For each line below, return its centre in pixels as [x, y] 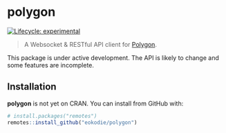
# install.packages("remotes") [52, 116]
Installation [32, 87]
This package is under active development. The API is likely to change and [113, 58]
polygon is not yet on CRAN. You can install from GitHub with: [95, 103]
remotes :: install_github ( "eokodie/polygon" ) [72, 122]
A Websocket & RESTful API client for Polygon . [91, 44]
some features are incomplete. [51, 65]
